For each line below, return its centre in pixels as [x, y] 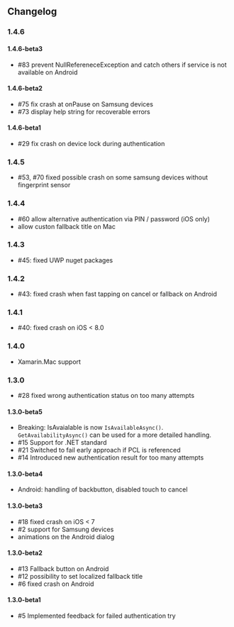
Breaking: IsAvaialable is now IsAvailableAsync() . [90, 428]
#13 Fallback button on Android [63, 568]
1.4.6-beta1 [24, 128]
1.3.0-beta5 [25, 411]
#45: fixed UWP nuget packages [65, 260]
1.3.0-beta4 [25, 474]
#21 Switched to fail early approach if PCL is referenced [99, 450]
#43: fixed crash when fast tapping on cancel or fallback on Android [117, 294]
